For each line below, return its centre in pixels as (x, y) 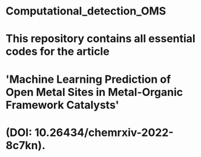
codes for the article (58, 52)
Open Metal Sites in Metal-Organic (94, 92)
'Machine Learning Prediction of (88, 79)
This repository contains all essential (100, 39)
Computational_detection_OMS (86, 11)
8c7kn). (26, 145)
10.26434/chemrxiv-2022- (104, 133)
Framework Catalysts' (62, 105)
